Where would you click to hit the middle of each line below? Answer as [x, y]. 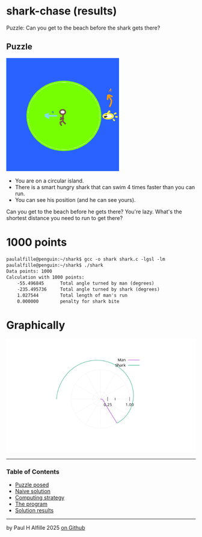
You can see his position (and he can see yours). [75, 199]
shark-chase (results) [62, 11]
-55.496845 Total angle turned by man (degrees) [86, 283]
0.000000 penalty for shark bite [68, 301]
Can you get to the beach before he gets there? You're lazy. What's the [94, 212]
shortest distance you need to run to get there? [65, 218]
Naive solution [33, 491]
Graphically [36, 325]
